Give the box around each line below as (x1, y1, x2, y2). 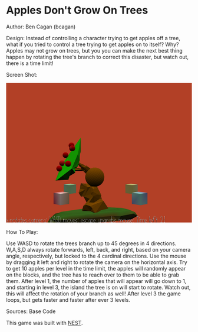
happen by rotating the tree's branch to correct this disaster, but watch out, (6, 53, 189, 60)
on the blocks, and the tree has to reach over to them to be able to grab (6, 271, 180, 278)
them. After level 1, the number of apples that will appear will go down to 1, (6, 277, 187, 284)
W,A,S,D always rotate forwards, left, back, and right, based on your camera (6, 246, 191, 253)
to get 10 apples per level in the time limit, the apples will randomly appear (6, 265, 186, 272)
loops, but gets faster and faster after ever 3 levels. (6, 296, 131, 303)
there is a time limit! (6, 60, 54, 67)
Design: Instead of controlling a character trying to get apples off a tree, (6, 34, 181, 41)
